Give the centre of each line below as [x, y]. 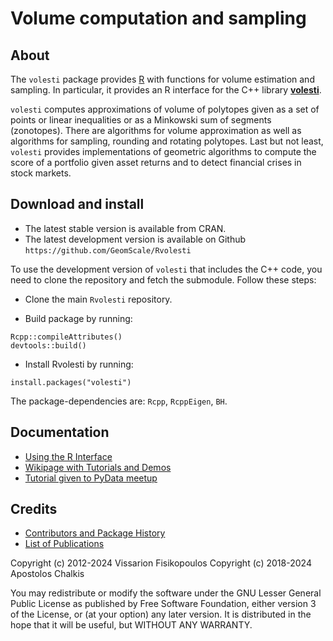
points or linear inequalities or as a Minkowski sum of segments [141, 120]
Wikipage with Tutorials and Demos [98, 467]
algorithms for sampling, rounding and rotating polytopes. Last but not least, [167, 141]
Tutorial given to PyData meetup [91, 478]
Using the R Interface [68, 456]
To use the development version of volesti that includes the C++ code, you [166, 269]
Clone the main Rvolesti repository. [98, 299]
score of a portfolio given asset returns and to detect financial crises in [156, 162]
